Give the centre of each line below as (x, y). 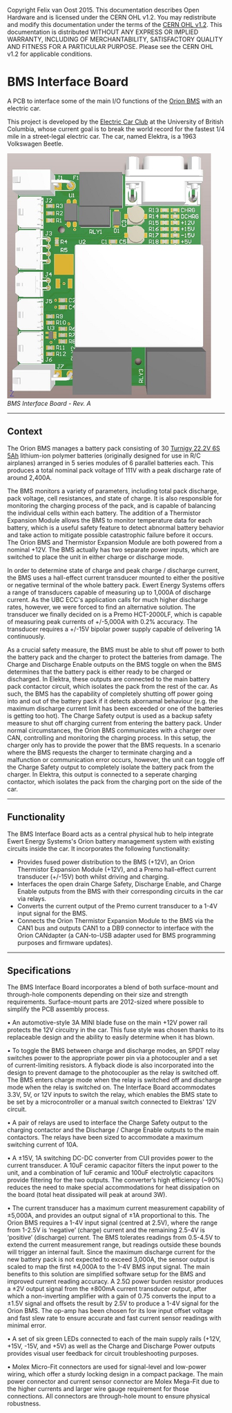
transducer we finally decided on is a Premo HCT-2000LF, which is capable (115, 614)
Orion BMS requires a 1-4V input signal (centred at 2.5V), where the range (112, 1223)
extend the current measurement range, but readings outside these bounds (114, 1245)
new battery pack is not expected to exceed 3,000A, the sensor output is (111, 1260)
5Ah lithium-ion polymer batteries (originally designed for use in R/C (104, 456)
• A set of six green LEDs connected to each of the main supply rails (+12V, (114, 1339)
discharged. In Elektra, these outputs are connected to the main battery (109, 679)
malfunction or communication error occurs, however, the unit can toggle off (116, 759)
